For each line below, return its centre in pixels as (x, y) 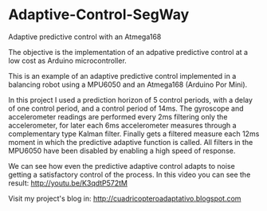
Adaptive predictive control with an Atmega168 (85, 37)
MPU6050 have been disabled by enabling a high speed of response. (122, 150)
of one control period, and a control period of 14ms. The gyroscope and (126, 108)
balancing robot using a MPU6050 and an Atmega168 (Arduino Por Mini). (128, 84)
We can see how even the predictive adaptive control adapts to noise (122, 166)
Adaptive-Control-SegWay (99, 15)
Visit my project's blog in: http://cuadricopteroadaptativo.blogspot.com (125, 198)
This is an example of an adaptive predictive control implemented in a (122, 76)
